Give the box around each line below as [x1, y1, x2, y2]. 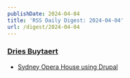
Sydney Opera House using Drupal [17, 63, 118, 71]
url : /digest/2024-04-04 [7, 23, 80, 30]
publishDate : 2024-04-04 [7, 10, 80, 18]
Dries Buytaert [7, 46, 58, 56]
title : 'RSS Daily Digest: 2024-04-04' [7, 17, 124, 24]
